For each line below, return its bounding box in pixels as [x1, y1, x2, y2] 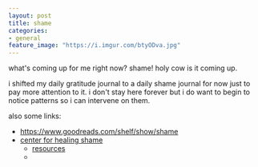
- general [8, 34, 42, 42]
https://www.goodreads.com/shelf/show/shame [19, 127, 179, 137]
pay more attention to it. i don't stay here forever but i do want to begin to [8, 87, 251, 97]
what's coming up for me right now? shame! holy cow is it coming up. [8, 63, 238, 73]
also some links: [8, 111, 62, 121]
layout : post [8, 11, 52, 20]
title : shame [8, 19, 52, 27]
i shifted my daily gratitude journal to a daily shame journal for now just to [8, 79, 251, 89]
